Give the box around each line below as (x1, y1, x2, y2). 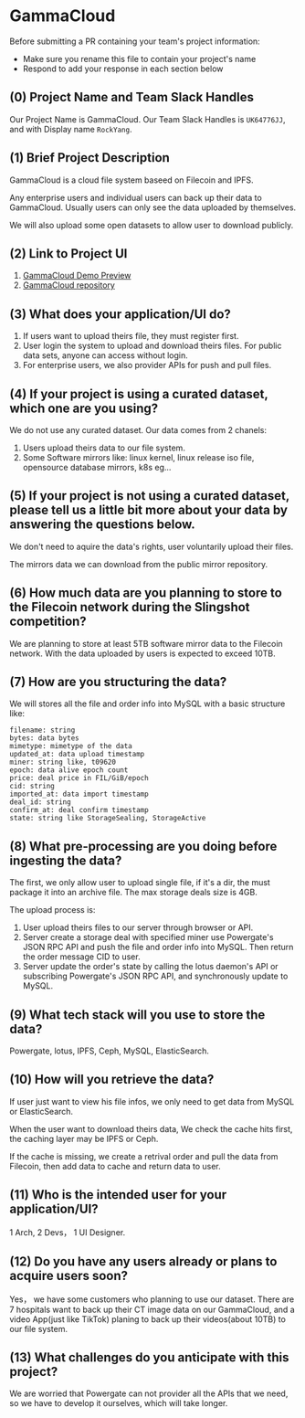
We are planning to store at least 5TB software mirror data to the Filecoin (9, 638, 283, 649)
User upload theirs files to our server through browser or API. (22, 922, 254, 933)
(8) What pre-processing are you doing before (9, 838, 278, 854)
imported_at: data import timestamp (9, 789, 149, 799)
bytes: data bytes (9, 734, 79, 743)
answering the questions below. (9, 517, 196, 533)
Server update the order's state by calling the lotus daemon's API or (22, 961, 279, 972)
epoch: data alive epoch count (9, 766, 129, 775)
